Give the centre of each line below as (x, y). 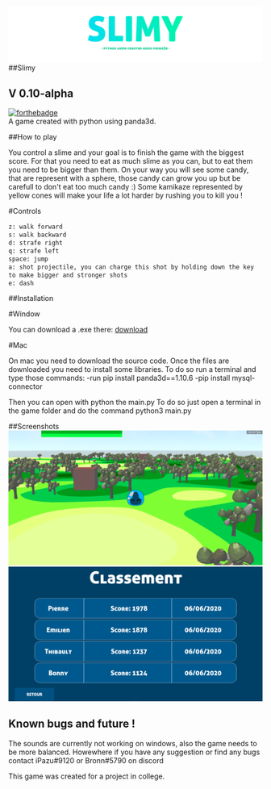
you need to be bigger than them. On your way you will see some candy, (129, 170)
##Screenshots (34, 427)
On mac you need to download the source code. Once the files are (119, 361)
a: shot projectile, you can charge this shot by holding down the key (131, 267)
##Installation (31, 298)
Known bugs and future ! (72, 724)
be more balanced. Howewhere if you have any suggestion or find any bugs (134, 752)
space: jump (28, 259)
